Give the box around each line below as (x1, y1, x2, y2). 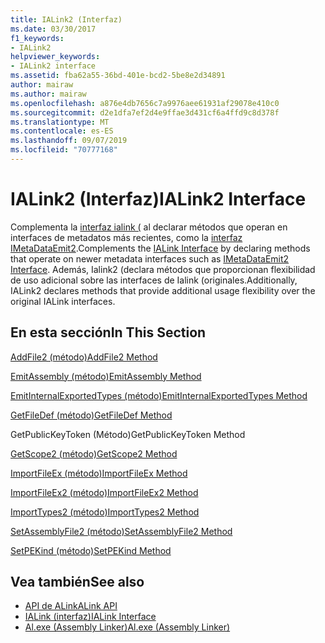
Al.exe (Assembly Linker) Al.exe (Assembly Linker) (24, 621, 231, 633)
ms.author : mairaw (10, 89, 87, 99)
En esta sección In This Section (10, 324, 207, 341)
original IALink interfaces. (10, 295, 116, 307)
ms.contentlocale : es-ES (10, 126, 114, 136)
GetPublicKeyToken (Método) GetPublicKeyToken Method (10, 428, 246, 440)
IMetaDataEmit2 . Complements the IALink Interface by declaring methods (10, 242, 311, 254)
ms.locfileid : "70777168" (10, 145, 118, 155)
